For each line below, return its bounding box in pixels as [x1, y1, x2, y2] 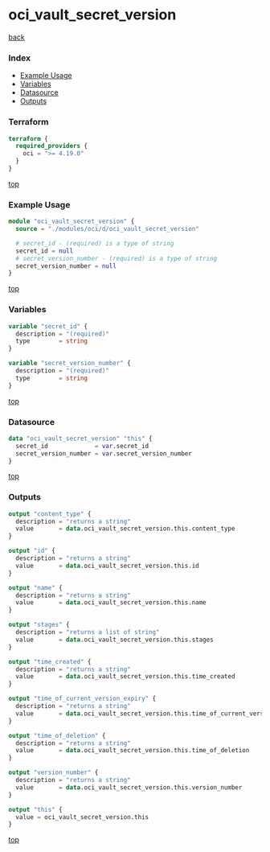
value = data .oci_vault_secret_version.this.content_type [15, 525, 235, 533]
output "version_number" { [8, 768, 99, 777]
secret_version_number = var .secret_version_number [15, 449, 193, 458]
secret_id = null [15, 247, 74, 255]
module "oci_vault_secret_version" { [8, 217, 135, 226]
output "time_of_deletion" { [8, 731, 106, 739]
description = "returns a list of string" [15, 628, 160, 636]
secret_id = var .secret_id [15, 442, 149, 450]
